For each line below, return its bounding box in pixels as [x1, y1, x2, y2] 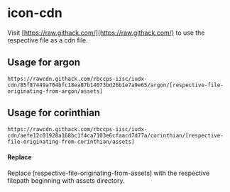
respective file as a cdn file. [7, 35, 88, 44]
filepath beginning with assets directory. [7, 176, 125, 185]
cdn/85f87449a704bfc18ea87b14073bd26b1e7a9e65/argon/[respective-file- [7, 81, 224, 89]
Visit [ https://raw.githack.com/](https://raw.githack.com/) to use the [7, 28, 205, 37]
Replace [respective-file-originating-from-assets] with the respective [7, 169, 210, 177]
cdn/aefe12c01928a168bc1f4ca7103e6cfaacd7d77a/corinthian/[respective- [7, 132, 224, 139]
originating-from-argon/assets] [7, 87, 103, 95]
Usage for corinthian [7, 107, 101, 119]
